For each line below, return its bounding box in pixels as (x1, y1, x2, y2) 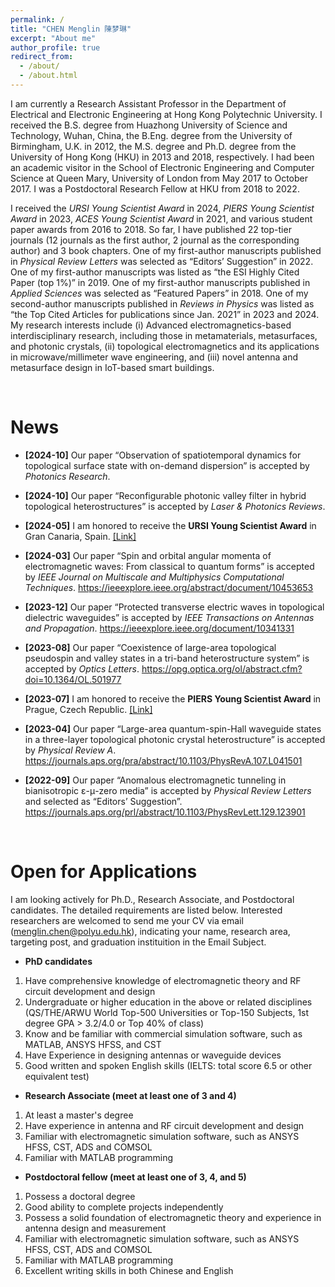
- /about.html (19, 71, 78, 81)
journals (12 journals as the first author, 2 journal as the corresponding (10, 234, 300, 246)
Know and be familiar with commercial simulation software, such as (24, 1027, 303, 1040)
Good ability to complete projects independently (24, 1201, 224, 1213)
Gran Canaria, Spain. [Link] (24, 530, 137, 542)
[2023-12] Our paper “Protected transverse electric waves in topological (24, 601, 325, 613)
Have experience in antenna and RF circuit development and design (24, 1119, 305, 1131)
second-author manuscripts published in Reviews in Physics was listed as (10, 297, 315, 310)
